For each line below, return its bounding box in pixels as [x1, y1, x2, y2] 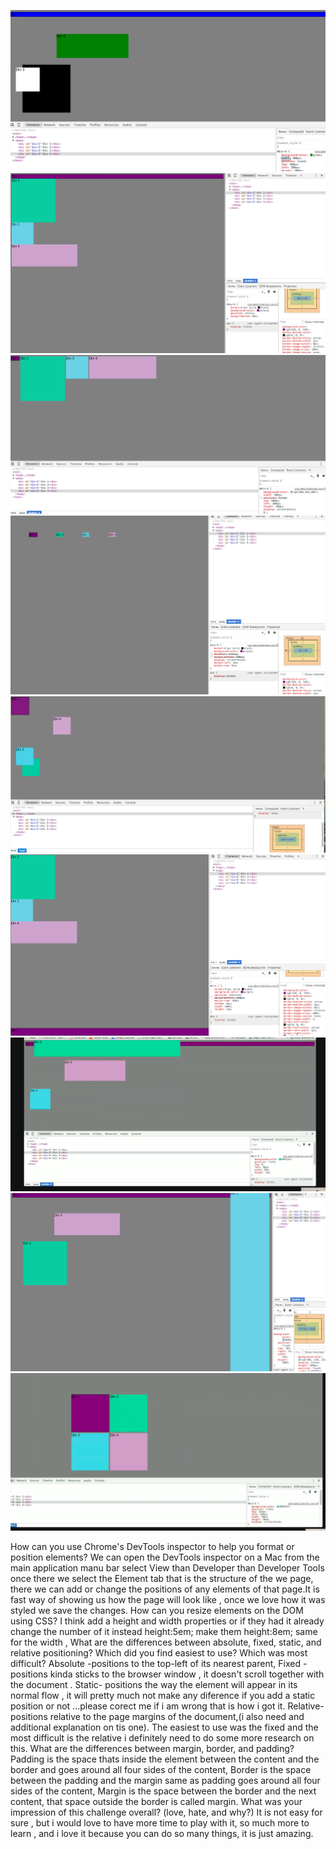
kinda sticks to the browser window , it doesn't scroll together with [49, 1668, 325, 1680]
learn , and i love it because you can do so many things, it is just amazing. [10, 1827, 314, 1839]
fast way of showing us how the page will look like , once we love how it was [10, 1593, 326, 1605]
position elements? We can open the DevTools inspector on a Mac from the [10, 1551, 320, 1563]
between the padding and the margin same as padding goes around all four [10, 1774, 321, 1786]
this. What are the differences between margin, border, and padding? [10, 1742, 295, 1754]
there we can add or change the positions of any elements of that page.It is [10, 1583, 320, 1595]
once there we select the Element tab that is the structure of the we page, [10, 1572, 314, 1584]
